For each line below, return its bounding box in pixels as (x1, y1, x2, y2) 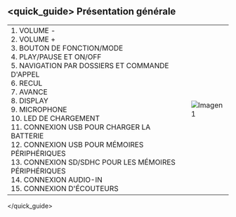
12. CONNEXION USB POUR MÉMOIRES (11, 140, 144, 150)
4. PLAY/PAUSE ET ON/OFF (11, 52, 102, 62)
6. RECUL (11, 78, 43, 88)
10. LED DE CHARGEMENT (11, 113, 100, 123)
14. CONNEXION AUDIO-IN (11, 175, 103, 185)
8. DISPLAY (11, 96, 49, 105)
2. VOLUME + (11, 34, 56, 44)
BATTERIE (11, 131, 44, 140)
